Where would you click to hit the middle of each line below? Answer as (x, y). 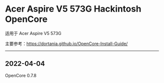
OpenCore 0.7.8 (21, 75)
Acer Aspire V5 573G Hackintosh (73, 9)
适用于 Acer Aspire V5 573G (33, 33)
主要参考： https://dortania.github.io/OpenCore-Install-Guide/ (66, 43)
